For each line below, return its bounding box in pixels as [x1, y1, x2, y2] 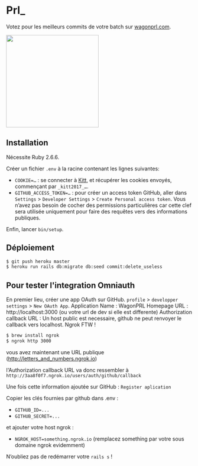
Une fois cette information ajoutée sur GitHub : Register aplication [6, 383, 171, 390]
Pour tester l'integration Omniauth [6, 280, 135, 290]
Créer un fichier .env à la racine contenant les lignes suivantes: [6, 165, 160, 172]
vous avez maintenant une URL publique [6, 348, 105, 355]
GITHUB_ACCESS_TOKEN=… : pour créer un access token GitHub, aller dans [14, 189, 187, 196]
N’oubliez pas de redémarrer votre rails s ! [6, 453, 113, 460]
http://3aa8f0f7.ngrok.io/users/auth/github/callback [6, 373, 142, 378]
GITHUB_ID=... [14, 407, 50, 413]
